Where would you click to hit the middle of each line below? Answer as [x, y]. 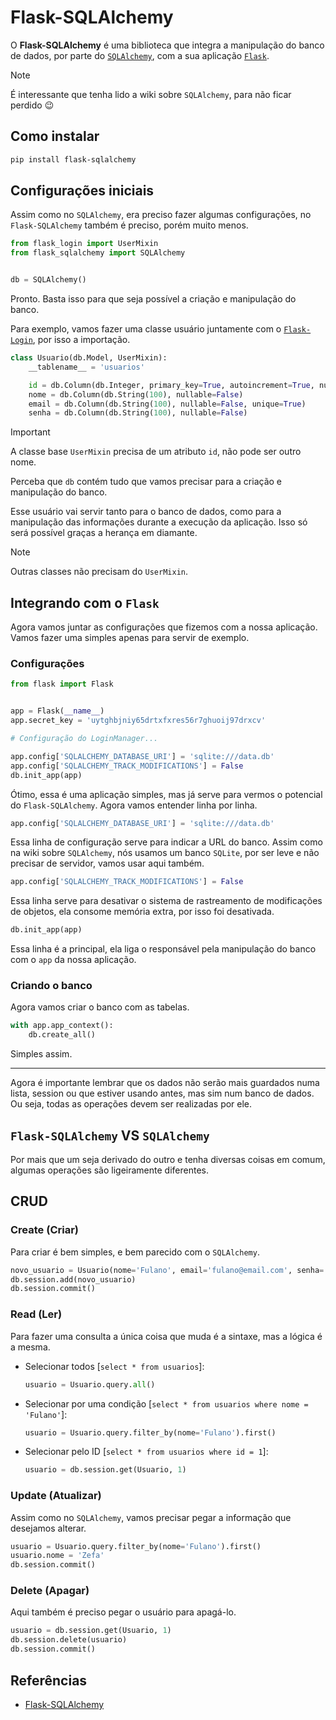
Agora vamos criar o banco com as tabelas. [100, 1007]
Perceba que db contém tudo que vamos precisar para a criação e [146, 482]
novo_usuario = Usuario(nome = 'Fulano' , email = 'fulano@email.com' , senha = [167, 1270]
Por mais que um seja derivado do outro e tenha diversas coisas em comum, [168, 1160]
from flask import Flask [62, 684]
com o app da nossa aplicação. [73, 960]
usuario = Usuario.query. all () [90, 1384]
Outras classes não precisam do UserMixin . [99, 572]
